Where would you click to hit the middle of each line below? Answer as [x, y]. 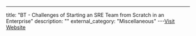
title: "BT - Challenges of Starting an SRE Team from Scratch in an [85, 15]
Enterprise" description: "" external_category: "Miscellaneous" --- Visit [90, 21]
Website [16, 27]
